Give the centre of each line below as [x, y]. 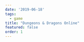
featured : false [21, 28]
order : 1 [14, 32]
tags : [10, 14]
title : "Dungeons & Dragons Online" [42, 23]
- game [16, 18]
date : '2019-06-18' [25, 9]
